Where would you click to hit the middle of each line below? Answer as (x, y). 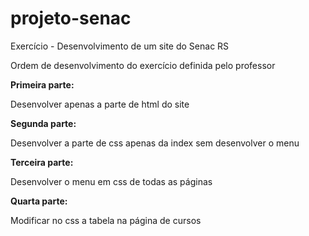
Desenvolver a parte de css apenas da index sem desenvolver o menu (155, 143)
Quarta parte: (39, 201)
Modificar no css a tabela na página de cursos (106, 220)
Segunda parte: (43, 123)
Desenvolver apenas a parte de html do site (100, 104)
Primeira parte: (42, 84)
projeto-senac (71, 18)
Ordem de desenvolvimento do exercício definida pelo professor (143, 65)
